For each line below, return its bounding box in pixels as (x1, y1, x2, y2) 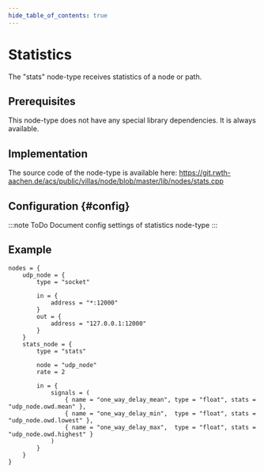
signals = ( (50, 388, 90, 396)
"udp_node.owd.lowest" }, (8, 416, 93, 424)
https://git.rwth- (179, 168, 231, 178)
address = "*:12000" (50, 298, 119, 307)
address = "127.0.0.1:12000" (50, 320, 147, 327)
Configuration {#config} (8, 199, 130, 213)
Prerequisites (8, 94, 76, 108)
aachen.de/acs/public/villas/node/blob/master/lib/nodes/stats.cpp (8, 176, 224, 186)
